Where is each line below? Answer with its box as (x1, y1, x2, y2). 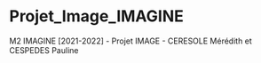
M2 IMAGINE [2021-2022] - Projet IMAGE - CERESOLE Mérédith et (9, 35, 253, 46)
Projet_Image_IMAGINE (9, 6, 185, 27)
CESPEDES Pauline (9, 44, 79, 55)
